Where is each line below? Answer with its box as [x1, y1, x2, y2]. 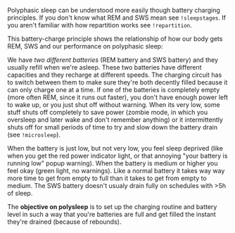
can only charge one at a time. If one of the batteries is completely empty [7, 86, 220, 94]
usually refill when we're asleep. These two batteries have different [7, 63, 202, 71]
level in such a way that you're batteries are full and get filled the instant [7, 210, 216, 218]
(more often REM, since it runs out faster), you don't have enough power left [7, 93, 229, 101]
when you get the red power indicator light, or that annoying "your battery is [7, 151, 228, 160]
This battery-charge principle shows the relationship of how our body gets [7, 34, 223, 43]
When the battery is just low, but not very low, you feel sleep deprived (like [7, 144, 224, 152]
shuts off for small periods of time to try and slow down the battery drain [7, 123, 218, 131]
